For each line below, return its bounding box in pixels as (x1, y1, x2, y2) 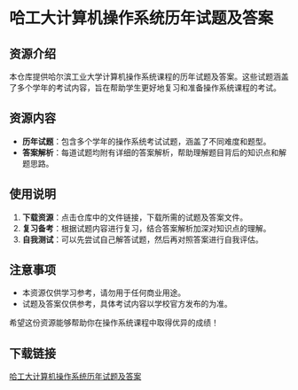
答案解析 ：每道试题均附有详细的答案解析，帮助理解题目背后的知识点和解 (21, 147, 286, 158)
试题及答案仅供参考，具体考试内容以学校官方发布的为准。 (21, 299, 232, 309)
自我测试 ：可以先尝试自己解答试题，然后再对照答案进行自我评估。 (21, 234, 263, 245)
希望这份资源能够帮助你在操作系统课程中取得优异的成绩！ (9, 317, 219, 328)
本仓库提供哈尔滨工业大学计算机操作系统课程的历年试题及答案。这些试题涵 (9, 72, 281, 82)
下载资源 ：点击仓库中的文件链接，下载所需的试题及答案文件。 (21, 212, 248, 222)
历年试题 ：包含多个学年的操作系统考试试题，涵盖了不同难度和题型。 (21, 136, 271, 146)
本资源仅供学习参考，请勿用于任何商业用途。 (21, 287, 186, 298)
